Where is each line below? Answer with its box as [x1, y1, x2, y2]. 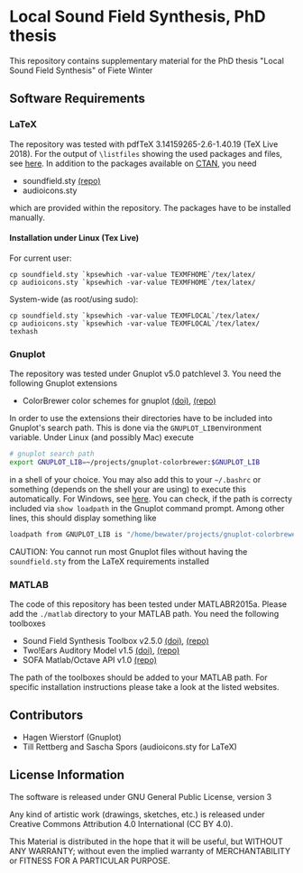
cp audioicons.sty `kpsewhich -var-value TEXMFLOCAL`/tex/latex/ [9, 318, 260, 328]
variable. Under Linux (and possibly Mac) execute [9, 432, 194, 443]
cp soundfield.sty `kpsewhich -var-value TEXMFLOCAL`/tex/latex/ [9, 311, 260, 320]
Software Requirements [9, 91, 146, 106]
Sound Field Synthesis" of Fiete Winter [9, 65, 153, 76]
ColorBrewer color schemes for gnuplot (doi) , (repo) [22, 395, 216, 407]
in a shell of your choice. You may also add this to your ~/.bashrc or [9, 473, 262, 484]
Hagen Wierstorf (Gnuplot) [22, 731, 122, 742]
